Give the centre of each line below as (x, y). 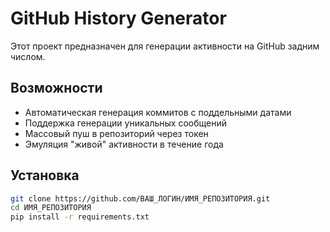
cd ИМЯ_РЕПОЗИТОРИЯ (51, 208)
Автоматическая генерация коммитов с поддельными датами (158, 112)
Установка (45, 175)
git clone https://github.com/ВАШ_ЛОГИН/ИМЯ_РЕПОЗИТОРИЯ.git (140, 198)
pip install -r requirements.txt (80, 217)
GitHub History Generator (118, 18)
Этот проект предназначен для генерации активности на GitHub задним (165, 46)
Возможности (56, 88)
